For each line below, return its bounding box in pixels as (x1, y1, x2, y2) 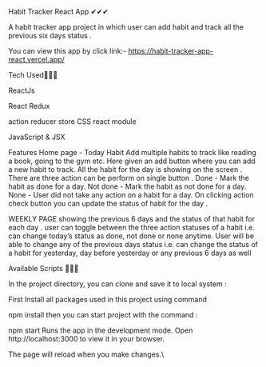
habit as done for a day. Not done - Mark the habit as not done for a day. (8, 182, 247, 191)
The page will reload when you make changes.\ (8, 349, 165, 359)
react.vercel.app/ (8, 55, 66, 64)
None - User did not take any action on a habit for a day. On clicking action (8, 190, 254, 199)
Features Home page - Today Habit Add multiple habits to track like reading (8, 148, 257, 157)
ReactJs (8, 86, 35, 95)
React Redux (8, 102, 50, 110)
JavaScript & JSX (8, 132, 66, 142)
